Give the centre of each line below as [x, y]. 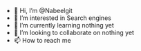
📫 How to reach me [42, 40]
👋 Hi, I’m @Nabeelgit [43, 11]
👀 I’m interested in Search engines [63, 18]
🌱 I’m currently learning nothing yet [64, 25]
